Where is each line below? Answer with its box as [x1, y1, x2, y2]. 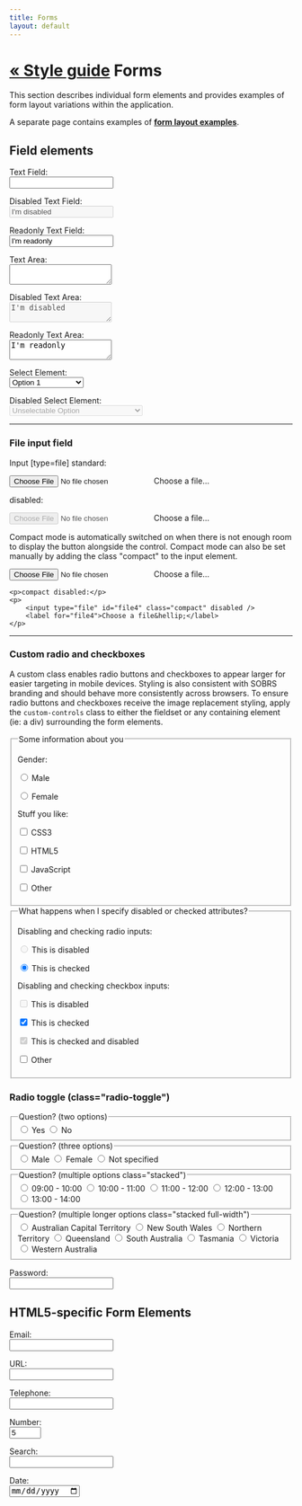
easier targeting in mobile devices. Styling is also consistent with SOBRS [9, 678, 278, 688]
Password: [9, 1267, 49, 1278]
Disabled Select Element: [9, 395, 102, 406]
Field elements [9, 143, 94, 158]
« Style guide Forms [9, 60, 163, 81]
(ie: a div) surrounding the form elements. [9, 716, 164, 727]
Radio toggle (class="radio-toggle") [9, 1091, 171, 1103]
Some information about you [18, 733, 124, 744]
